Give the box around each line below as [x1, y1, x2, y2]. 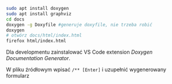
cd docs [6, 16, 25, 22]
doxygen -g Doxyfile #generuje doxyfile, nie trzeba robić [6, 22, 153, 27]
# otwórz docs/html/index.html [6, 33, 82, 38]
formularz [6, 72, 30, 79]
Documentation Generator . [6, 55, 71, 62]
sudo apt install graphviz [6, 10, 72, 17]
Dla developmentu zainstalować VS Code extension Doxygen [6, 48, 153, 55]
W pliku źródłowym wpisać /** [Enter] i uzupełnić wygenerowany [6, 66, 167, 73]
